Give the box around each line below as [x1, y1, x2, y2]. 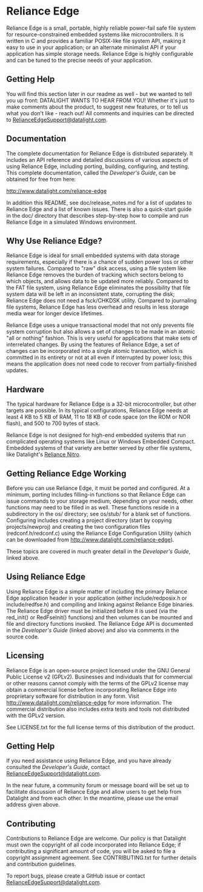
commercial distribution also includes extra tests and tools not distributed [6, 705, 190, 713]
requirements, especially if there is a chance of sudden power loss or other [6, 258, 194, 266]
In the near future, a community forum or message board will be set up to [6, 782, 190, 789]
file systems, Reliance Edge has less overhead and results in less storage [6, 303, 189, 310]
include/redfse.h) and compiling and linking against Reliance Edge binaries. [6, 600, 195, 608]
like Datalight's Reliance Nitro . [6, 451, 81, 458]
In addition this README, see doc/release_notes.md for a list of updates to [6, 199, 192, 206]
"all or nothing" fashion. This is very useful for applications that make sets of [6, 335, 198, 342]
